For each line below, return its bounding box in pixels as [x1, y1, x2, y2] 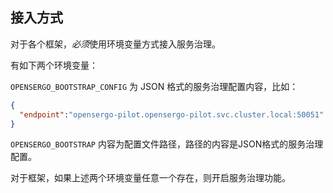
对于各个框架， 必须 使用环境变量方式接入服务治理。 [10, 38, 221, 50]
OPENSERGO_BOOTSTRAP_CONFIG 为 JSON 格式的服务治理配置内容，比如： [10, 80, 299, 92]
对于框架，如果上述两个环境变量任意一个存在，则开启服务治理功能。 [10, 172, 291, 184]
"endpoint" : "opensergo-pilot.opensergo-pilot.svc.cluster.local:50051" [19, 109, 325, 120]
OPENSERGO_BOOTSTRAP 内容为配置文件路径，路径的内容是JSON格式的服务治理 [10, 138, 324, 150]
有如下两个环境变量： [10, 59, 98, 71]
